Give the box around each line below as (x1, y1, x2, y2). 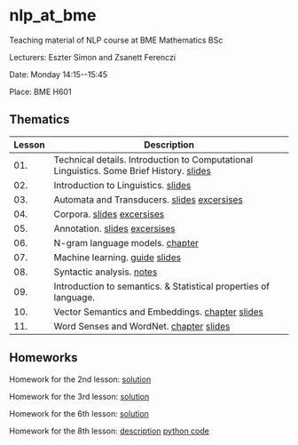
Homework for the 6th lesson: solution (9, 408, 149, 418)
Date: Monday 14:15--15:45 (9, 68, 108, 80)
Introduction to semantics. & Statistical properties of (53, 280, 271, 292)
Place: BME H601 (9, 86, 73, 97)
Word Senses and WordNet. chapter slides (53, 320, 231, 332)
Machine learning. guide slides (53, 250, 182, 263)
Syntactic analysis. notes (53, 266, 158, 278)
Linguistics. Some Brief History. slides (53, 164, 211, 177)
